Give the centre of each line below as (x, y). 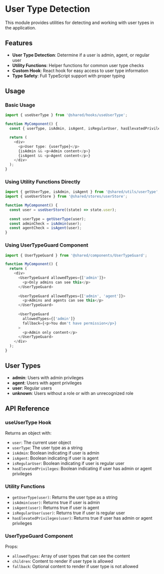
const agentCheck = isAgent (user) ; (46, 228)
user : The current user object (41, 443)
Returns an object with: (28, 433)
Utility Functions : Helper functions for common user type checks (78, 65)
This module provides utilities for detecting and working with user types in (80, 23)
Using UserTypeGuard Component (47, 245)
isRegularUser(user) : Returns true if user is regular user (69, 513)
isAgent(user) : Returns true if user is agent (55, 507)
